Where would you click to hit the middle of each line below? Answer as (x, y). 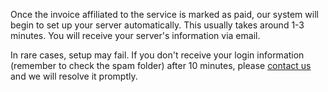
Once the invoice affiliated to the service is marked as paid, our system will (164, 14)
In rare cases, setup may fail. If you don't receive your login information (157, 55)
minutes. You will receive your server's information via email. (135, 35)
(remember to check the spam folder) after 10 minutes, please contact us (161, 65)
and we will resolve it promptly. (74, 76)
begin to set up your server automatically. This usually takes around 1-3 (157, 25)
